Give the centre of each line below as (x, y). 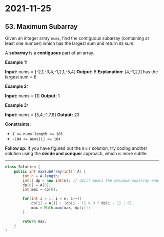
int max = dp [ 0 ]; (40, 190)
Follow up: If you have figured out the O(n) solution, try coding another (76, 148)
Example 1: (16, 62)
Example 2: (17, 86)
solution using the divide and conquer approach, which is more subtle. (76, 153)
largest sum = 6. (21, 77)
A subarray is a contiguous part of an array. (50, 53)
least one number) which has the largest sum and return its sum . (70, 43)
